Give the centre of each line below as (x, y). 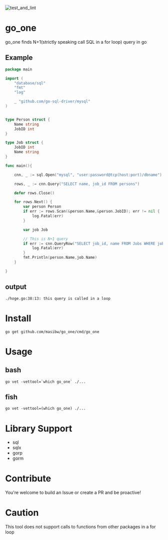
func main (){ (19, 166)
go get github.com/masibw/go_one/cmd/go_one (52, 332)
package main (19, 69)
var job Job (36, 230)
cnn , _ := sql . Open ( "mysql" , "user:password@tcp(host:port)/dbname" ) (88, 175)
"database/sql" (30, 83)
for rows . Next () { (33, 202)
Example (19, 58)
